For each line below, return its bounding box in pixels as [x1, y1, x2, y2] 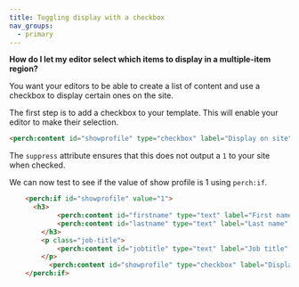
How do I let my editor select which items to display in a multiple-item [9, 54, 271, 65]
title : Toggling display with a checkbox [9, 12, 166, 22]
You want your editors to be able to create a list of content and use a [9, 81, 261, 92]
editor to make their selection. [9, 117, 118, 127]
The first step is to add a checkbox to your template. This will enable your [9, 108, 279, 119]
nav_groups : [9, 21, 53, 30]
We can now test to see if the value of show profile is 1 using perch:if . [9, 177, 268, 188]
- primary [17, 29, 53, 38]
